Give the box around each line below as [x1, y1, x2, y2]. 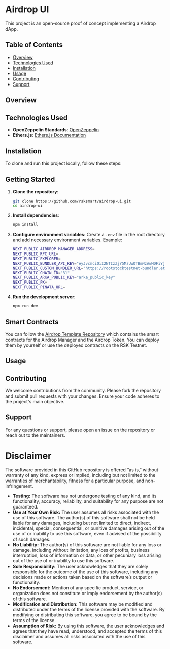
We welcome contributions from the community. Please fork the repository [5, 387, 161, 393]
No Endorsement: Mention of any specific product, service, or [12, 584, 144, 591]
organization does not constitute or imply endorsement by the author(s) [12, 590, 162, 596]
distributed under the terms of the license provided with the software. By [12, 606, 165, 612]
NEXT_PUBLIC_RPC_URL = [12, 251, 58, 257]
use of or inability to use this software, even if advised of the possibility [12, 530, 162, 537]
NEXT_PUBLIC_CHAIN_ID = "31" [12, 270, 70, 275]
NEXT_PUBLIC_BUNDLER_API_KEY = [12, 261, 77, 266]
